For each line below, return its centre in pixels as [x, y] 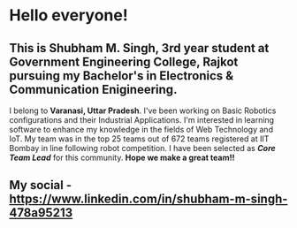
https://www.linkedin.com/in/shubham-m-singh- [148, 199]
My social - [41, 185]
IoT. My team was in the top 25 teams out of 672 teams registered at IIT [139, 139]
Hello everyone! [69, 15]
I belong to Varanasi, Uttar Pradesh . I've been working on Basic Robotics [143, 110]
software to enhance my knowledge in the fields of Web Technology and [141, 129]
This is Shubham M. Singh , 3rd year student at [139, 48]
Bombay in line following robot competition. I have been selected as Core [142, 148]
